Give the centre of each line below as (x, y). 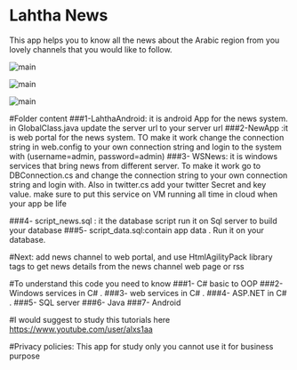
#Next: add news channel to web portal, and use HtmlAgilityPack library (141, 257)
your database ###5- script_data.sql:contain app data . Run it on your (136, 230)
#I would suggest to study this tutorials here (90, 319)
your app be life (38, 203)
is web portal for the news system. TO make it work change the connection (147, 137)
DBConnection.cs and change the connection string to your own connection (148, 175)
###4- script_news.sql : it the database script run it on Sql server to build (143, 221)
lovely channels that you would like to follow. (91, 49)
